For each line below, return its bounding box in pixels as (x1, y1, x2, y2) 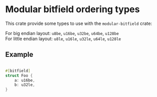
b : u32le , (14, 82, 36, 87)
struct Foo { (5, 73, 33, 78)
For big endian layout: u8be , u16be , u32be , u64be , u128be (5, 30, 119, 36)
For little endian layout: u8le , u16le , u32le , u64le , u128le (5, 36, 121, 42)
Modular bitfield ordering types (5, 4, 140, 15)
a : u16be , (14, 78, 36, 83)
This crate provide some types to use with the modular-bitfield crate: (5, 20, 152, 26)
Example (5, 50, 34, 59)
